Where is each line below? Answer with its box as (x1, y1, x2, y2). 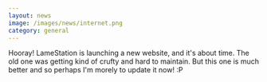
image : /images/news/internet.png (8, 19, 124, 27)
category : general (8, 26, 69, 34)
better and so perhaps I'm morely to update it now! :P (8, 65, 183, 75)
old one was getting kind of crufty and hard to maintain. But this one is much (8, 57, 259, 66)
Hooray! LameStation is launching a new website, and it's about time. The (8, 49, 249, 58)
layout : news (8, 11, 52, 20)
